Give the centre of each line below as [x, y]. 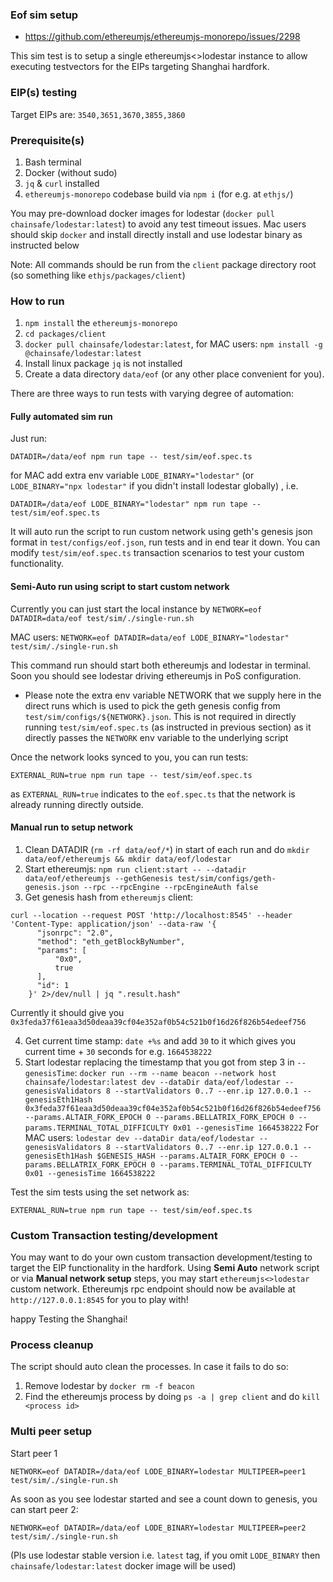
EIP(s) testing [44, 93]
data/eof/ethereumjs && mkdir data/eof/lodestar [128, 859]
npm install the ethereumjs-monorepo [101, 323]
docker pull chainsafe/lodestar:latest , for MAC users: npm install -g [173, 344]
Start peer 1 [34, 1453]
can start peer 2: [44, 1509]
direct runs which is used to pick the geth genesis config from [152, 705]
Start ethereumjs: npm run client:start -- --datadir [135, 869]
